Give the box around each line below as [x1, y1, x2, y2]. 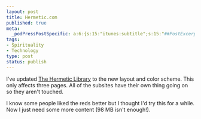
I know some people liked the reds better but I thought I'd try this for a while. [6, 99, 195, 106]
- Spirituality [6, 42, 44, 48]
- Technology [6, 48, 39, 54]
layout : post [6, 8, 39, 15]
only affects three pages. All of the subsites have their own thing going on [6, 81, 188, 89]
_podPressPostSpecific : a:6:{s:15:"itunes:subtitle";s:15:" [11, 31, 165, 37]
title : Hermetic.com [6, 14, 58, 20]
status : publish [6, 59, 47, 65]
